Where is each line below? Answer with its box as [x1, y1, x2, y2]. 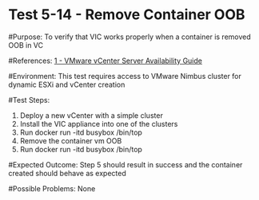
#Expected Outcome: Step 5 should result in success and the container [8, 159, 243, 169]
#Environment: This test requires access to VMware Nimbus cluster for [8, 71, 242, 80]
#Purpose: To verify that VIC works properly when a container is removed [8, 32, 252, 41]
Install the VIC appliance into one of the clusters [19, 119, 178, 128]
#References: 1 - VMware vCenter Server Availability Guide [8, 56, 202, 65]
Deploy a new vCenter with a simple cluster [19, 110, 164, 120]
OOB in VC [8, 40, 44, 49]
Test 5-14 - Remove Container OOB [8, 6, 245, 24]
